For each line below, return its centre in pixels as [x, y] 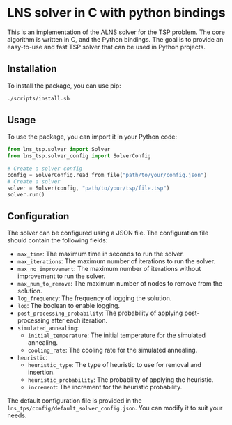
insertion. [41, 372]
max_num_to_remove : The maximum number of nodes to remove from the [120, 284]
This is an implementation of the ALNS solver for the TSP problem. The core [116, 32]
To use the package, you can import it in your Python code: [92, 137]
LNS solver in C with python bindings [116, 13]
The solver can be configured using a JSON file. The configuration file [108, 233]
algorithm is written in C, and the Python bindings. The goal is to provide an [115, 39]
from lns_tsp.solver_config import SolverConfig [79, 156]
